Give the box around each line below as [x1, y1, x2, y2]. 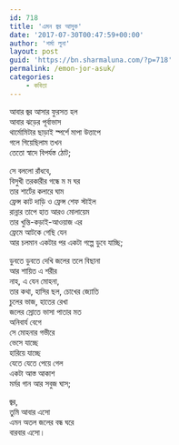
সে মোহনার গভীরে [9, 327, 55, 338]
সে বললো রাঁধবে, [9, 165, 52, 176]
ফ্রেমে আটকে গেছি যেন [9, 227, 67, 238]
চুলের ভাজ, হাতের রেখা [9, 296, 68, 307]
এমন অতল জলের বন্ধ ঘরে [9, 416, 75, 428]
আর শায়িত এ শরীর [9, 265, 57, 276]
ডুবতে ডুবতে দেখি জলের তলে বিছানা [9, 255, 101, 266]
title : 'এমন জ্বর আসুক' [9, 22, 83, 31]
